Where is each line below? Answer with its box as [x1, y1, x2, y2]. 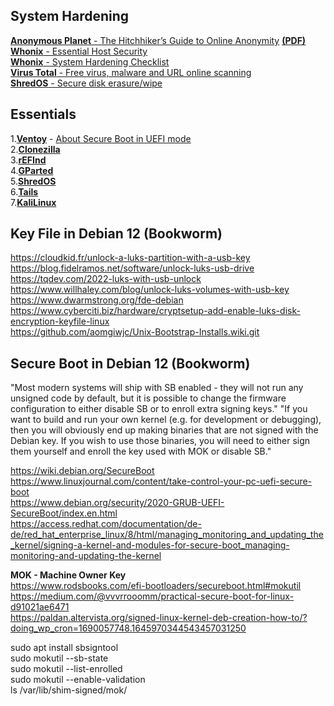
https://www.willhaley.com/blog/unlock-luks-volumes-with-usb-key [10, 284, 290, 296]
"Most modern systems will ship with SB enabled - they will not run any [10, 382, 304, 394]
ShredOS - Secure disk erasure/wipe [10, 77, 163, 89]
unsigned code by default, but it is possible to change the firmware [10, 392, 287, 404]
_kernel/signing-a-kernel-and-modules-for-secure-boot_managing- [10, 539, 290, 551]
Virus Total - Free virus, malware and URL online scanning [10, 66, 252, 78]
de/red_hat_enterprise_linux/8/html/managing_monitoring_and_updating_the [10, 529, 324, 541]
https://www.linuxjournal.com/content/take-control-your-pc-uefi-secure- [10, 475, 313, 488]
